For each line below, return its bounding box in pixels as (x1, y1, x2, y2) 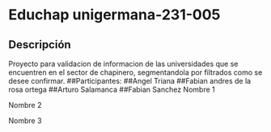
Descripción (8, 38, 71, 52)
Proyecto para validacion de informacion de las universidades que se (8, 59, 239, 68)
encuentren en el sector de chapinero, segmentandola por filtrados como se (8, 68, 263, 77)
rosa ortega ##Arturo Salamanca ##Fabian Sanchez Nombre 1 (8, 85, 216, 94)
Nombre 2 (8, 101, 42, 109)
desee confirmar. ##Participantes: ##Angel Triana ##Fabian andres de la (8, 76, 252, 85)
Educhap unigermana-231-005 (8, 6, 221, 24)
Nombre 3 (8, 116, 42, 126)
